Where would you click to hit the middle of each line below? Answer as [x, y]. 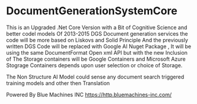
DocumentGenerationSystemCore [92, 11]
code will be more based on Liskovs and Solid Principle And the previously [97, 40]
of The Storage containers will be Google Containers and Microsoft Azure [96, 59]
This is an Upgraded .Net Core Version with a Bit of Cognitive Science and [97, 27]
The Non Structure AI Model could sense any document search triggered [95, 77]
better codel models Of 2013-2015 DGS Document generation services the [97, 33]
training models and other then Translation [58, 83]
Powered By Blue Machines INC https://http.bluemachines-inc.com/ [89, 94]
